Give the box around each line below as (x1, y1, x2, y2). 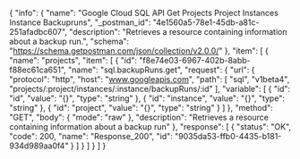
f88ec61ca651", (9, 64, 67, 75)
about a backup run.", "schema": (9, 36, 130, 46)
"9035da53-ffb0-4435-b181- (174, 131, 282, 141)
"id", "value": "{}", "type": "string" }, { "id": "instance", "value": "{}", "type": (9, 93, 285, 104)
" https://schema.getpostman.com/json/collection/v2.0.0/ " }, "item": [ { (9, 46, 269, 56)
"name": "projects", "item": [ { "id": (9, 55, 137, 65)
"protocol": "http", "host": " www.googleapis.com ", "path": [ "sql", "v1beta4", (9, 74, 290, 84)
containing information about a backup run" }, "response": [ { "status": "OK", (9, 121, 292, 132)
